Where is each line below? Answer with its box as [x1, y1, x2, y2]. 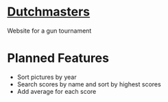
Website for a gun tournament [7, 27, 92, 35]
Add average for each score [16, 87, 97, 95]
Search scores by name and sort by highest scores [16, 80, 161, 88]
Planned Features [7, 50, 110, 66]
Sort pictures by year [16, 73, 77, 81]
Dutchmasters [7, 4, 91, 20]
